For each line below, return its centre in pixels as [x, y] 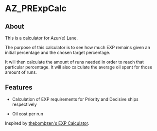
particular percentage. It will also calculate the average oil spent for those [79, 67]
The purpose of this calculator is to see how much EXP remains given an [78, 47]
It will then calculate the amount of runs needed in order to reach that [75, 62]
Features [19, 88]
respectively [25, 104]
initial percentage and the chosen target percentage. [58, 52]
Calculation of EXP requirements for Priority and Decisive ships [75, 99]
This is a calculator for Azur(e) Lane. [42, 38]
